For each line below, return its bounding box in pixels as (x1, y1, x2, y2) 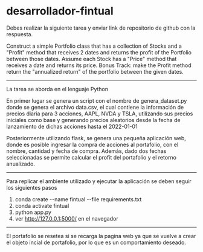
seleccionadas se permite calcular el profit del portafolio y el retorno (6, 153, 177, 161)
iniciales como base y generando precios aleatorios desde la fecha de (6, 116, 181, 123)
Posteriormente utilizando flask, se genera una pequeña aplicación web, (6, 134, 186, 141)
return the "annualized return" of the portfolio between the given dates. (6, 68, 184, 75)
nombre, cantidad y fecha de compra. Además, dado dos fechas (6, 147, 167, 155)
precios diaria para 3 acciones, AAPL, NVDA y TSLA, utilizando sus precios (6, 110, 193, 117)
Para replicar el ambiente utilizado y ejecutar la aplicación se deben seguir (6, 177, 192, 185)
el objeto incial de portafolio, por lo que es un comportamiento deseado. (6, 239, 186, 246)
